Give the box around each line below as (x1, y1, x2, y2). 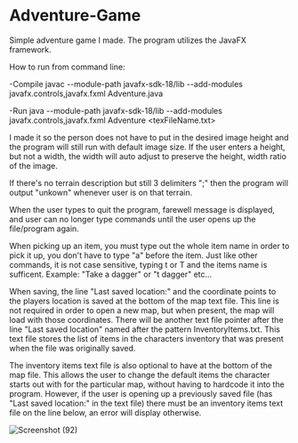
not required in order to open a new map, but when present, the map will (9, 304, 275, 316)
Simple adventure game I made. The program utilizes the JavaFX (9, 35, 247, 45)
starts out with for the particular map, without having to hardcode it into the (9, 379, 285, 390)
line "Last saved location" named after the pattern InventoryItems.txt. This (9, 324, 280, 334)
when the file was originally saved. (9, 342, 136, 353)
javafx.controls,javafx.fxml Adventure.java (9, 88, 164, 99)
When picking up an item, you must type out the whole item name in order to (9, 240, 290, 251)
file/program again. (9, 223, 80, 234)
